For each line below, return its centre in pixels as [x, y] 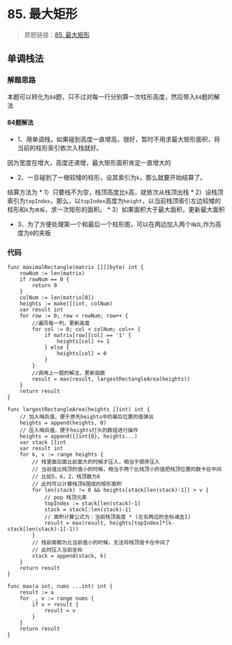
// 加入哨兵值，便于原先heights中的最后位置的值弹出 [87, 417]
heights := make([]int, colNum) [66, 304]
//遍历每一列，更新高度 [61, 323]
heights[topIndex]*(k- [142, 523]
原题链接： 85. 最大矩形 [57, 35]
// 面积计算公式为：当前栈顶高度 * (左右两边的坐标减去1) [117, 517]
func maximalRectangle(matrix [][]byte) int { [75, 268]
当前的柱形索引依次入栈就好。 [60, 148]
